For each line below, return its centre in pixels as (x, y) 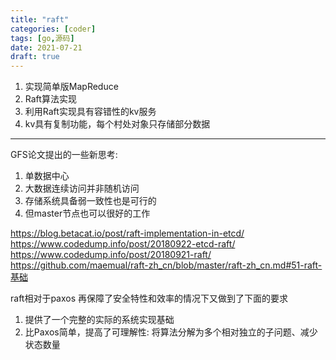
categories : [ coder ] (53, 29)
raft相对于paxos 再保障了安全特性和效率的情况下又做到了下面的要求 (149, 298)
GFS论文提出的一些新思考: (64, 155)
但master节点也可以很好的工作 (87, 213)
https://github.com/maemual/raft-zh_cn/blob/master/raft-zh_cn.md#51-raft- (166, 265)
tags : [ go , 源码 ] (42, 38)
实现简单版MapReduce (71, 87)
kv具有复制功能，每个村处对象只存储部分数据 (117, 124)
